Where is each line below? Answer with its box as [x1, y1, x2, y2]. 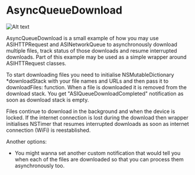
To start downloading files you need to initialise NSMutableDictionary [6, 71, 174, 78]
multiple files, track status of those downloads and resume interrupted [6, 47, 177, 54]
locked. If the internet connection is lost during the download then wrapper [6, 114, 189, 121]
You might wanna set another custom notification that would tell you [14, 149, 181, 157]
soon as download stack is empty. [6, 96, 89, 103]
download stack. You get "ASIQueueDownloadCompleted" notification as [6, 90, 184, 97]
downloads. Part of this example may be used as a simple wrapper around [6, 53, 187, 60]
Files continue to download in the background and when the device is [6, 108, 175, 115]
